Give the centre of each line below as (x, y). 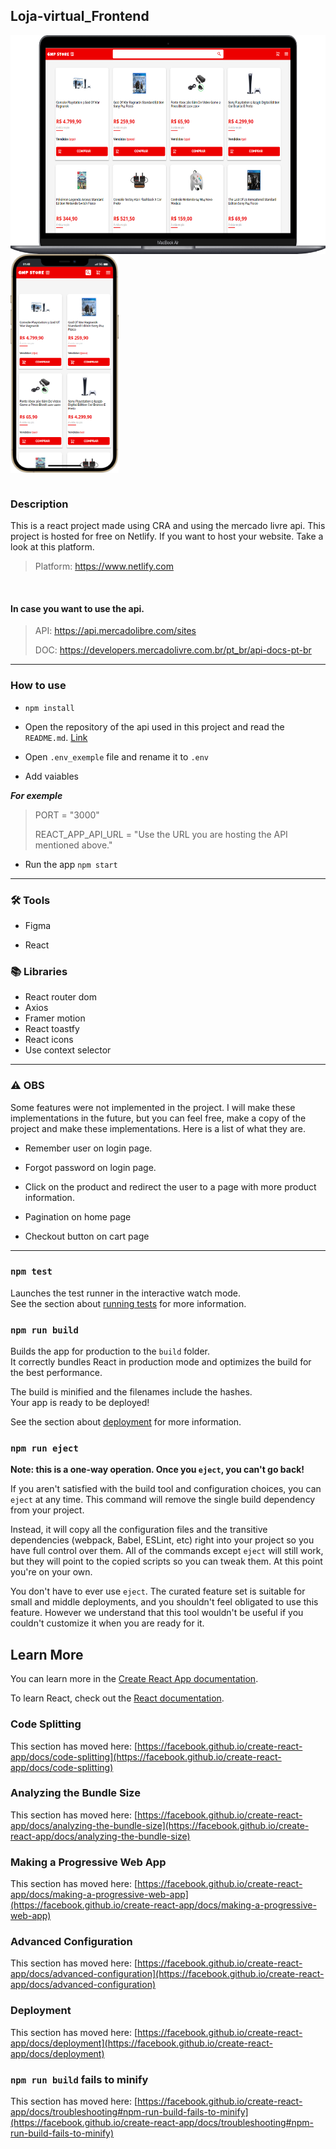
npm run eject (44, 1448)
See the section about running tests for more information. (128, 1303)
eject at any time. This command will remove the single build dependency (163, 1500)
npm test (31, 1272)
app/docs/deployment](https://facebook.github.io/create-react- (141, 2043)
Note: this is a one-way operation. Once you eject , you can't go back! (157, 1470)
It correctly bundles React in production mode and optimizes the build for (161, 1362)
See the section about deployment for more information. (126, 1422)
